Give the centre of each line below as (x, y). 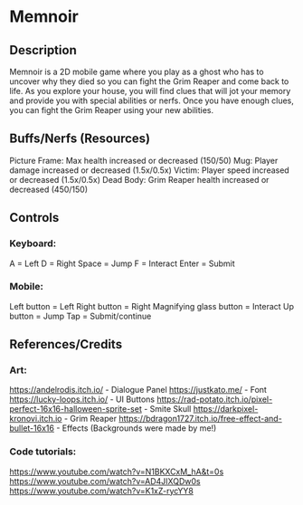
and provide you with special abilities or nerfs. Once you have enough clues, (151, 100)
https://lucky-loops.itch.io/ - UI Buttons (82, 399)
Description (43, 50)
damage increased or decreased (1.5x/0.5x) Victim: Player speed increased (149, 170)
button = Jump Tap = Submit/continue (80, 316)
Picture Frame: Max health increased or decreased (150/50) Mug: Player (144, 160)
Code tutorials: (43, 452)
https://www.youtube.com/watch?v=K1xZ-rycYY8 (102, 491)
